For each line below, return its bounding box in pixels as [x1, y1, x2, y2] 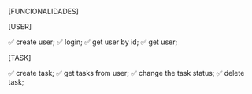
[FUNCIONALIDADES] [8, 7, 79, 16]
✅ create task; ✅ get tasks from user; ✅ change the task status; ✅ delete [8, 69, 245, 77]
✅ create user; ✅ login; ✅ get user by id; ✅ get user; [8, 37, 178, 47]
